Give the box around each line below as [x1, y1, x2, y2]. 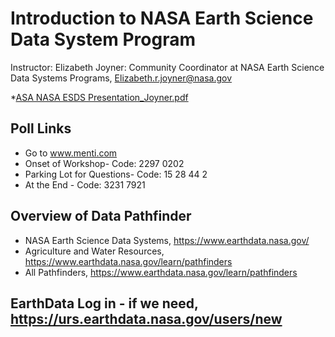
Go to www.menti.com [24, 147, 118, 159]
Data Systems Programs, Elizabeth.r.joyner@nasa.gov [10, 72, 233, 84]
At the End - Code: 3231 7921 [24, 178, 146, 191]
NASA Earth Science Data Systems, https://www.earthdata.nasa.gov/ [24, 234, 310, 246]
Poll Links [10, 120, 72, 137]
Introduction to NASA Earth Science [10, 7, 314, 30]
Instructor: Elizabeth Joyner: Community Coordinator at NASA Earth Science [10, 61, 325, 73]
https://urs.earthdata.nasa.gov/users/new [10, 310, 283, 327]
